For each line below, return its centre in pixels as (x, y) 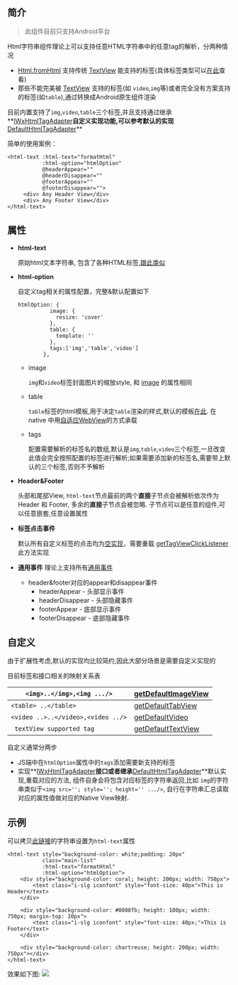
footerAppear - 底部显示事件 (80, 609)
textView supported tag (55, 729)
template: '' (75, 336)
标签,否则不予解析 (79, 467)
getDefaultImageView (171, 694)
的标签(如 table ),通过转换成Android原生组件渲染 (87, 97)
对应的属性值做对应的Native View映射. (73, 798)
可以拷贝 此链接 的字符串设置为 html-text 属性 (72, 841)
